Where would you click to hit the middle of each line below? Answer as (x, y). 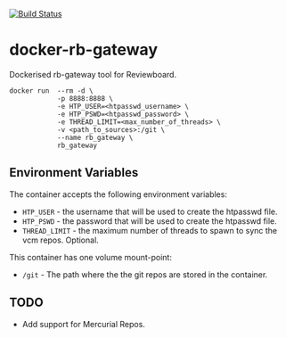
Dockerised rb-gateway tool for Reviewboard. (93, 74)
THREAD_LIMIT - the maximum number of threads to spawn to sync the (150, 230)
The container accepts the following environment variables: (118, 194)
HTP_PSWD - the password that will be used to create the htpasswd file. (150, 221)
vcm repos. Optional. (61, 240)
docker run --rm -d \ (51, 91)
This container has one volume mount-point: (90, 257)
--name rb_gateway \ (95, 137)
